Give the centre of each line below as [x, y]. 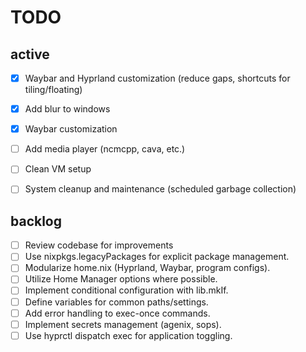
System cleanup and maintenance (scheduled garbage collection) [160, 189]
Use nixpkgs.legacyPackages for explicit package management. [157, 257]
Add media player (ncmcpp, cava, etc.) [105, 149]
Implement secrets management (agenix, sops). [123, 324]
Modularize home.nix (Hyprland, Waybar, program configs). [147, 268]
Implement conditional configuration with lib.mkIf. [126, 290]
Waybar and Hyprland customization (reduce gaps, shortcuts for [157, 78]
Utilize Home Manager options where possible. [121, 279]
